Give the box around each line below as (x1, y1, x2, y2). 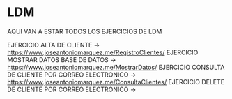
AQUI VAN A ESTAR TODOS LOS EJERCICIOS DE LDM (7, 27, 162, 36)
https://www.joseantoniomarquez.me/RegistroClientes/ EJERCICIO (7, 48, 199, 56)
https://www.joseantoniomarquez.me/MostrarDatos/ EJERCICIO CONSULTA (7, 63, 225, 71)
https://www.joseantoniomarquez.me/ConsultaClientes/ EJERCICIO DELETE (7, 77, 225, 86)
